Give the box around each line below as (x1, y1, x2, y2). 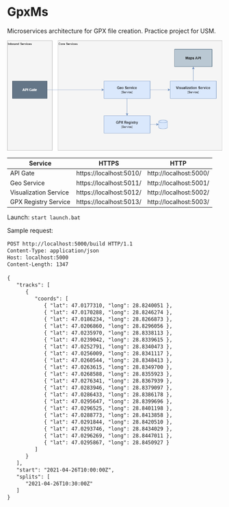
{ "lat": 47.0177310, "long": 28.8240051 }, (43, 302, 173, 309)
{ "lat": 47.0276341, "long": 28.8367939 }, (43, 378, 173, 384)
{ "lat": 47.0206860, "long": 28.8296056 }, (43, 323, 173, 330)
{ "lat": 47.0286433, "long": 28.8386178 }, (43, 391, 173, 398)
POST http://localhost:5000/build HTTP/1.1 (7, 240, 133, 247)
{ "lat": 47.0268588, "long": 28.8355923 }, (43, 371, 173, 378)
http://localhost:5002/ (146, 188, 210, 196)
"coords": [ (34, 295, 69, 302)
